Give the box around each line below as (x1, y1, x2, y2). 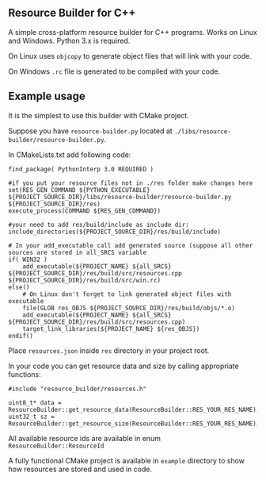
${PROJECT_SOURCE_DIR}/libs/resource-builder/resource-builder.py (8, 193, 232, 201)
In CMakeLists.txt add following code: (8, 150, 131, 159)
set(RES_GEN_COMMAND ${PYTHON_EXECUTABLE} (8, 186, 150, 194)
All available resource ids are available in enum (8, 433, 161, 443)
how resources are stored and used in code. (8, 464, 153, 474)
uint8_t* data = (8, 398, 62, 407)
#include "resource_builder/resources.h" (8, 385, 147, 393)
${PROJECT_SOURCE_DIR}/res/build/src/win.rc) (8, 276, 161, 284)
